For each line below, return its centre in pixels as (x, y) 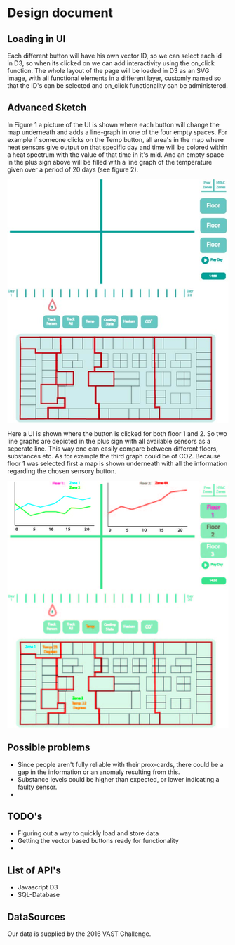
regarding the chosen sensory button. (62, 471)
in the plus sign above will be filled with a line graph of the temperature (110, 162)
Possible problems (49, 748)
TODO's (25, 816)
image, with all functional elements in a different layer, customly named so (114, 78)
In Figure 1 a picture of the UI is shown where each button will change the (113, 124)
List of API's (34, 870)
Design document (60, 13)
